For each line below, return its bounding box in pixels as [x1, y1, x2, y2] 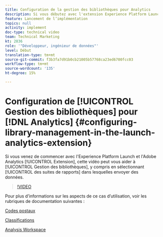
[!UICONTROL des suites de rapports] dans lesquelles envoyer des [5, 169, 139, 175]
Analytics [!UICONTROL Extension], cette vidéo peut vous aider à [5, 158, 136, 164]
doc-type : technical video [5, 30, 60, 35]
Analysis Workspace [5, 226, 46, 232]
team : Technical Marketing [5, 35, 60, 39]
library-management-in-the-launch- [5, 127, 155, 138]
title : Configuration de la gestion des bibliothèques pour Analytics [5, 7, 151, 12]
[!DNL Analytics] [5, 117, 74, 128]
